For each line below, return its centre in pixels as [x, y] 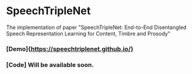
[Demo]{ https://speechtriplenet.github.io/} [70, 49]
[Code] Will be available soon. [50, 65]
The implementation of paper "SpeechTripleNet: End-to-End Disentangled [96, 27]
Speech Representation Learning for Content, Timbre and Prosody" [88, 33]
